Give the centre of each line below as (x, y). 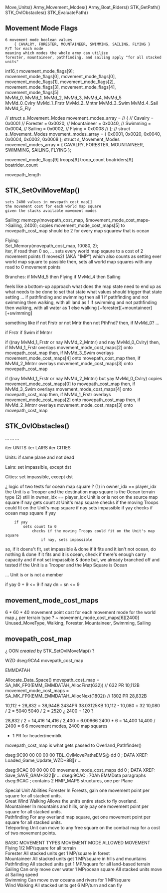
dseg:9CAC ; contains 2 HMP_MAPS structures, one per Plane (69, 781)
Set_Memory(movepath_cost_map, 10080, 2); (52, 245)
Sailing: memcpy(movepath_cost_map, (45, 220)
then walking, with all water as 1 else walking (51, 308)
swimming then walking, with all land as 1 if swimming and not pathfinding (81, 302)
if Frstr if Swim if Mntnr (29, 332)
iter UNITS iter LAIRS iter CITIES (38, 448)
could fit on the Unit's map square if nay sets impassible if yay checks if (79, 508)
